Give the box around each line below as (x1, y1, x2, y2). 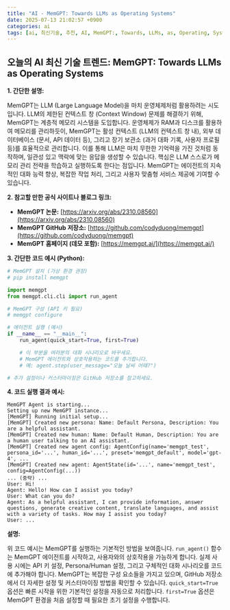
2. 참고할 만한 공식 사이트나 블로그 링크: (7, 193, 112, 201)
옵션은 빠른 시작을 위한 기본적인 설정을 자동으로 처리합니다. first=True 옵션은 (7, 587, 215, 596)
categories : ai (7, 23, 51, 30)
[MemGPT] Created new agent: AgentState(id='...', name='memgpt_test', (7, 462, 216, 468)
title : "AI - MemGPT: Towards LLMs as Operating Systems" (7, 10, 176, 17)
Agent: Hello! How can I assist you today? (7, 487, 133, 494)
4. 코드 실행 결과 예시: (7, 387, 65, 396)
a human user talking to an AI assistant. (7, 438, 130, 444)
